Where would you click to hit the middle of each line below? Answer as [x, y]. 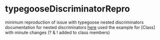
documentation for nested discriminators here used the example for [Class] [80, 27]
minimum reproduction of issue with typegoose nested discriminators [74, 22]
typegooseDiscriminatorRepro [67, 9]
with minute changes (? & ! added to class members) [57, 32]
